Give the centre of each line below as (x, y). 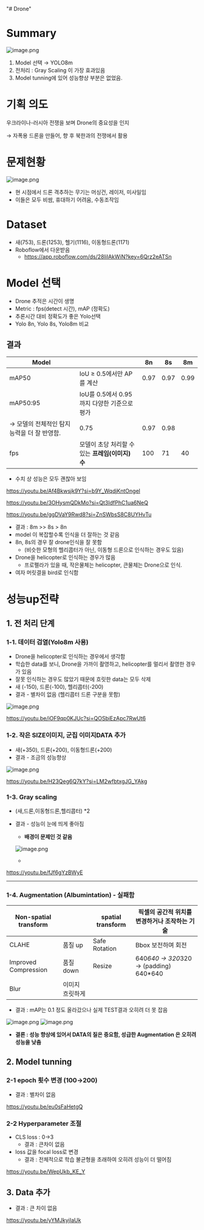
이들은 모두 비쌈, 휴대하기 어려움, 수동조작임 (67, 199)
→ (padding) (153, 966)
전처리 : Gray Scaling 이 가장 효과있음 (60, 70)
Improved (23, 962)
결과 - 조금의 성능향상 (41, 757)
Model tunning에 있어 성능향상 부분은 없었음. (69, 78)
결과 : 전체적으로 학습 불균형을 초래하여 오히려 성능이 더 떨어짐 (98, 1160)
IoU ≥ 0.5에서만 (101, 374)
